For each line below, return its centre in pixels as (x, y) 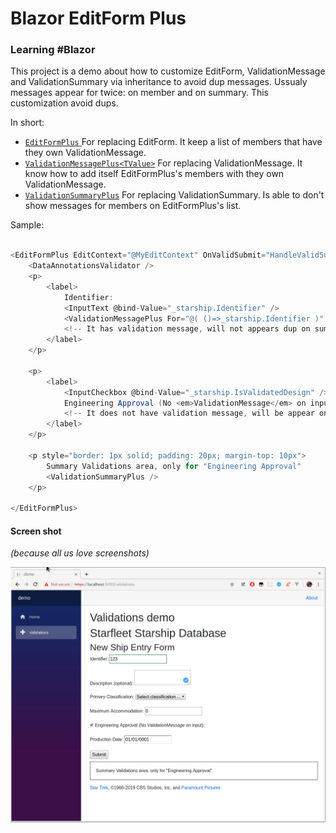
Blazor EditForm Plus (98, 18)
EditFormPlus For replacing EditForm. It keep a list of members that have (173, 142)
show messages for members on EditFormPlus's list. (133, 206)
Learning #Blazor (53, 50)
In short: (27, 123)
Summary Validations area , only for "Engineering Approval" (174, 466)
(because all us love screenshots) (80, 553)
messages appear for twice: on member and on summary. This (139, 93)
